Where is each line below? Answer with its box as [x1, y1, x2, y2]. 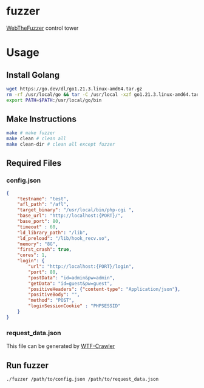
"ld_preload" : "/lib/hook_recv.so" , [17, 235, 110, 241]
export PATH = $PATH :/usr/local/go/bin [6, 97, 102, 103]
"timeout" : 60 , [17, 223, 59, 230]
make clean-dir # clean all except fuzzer [6, 141, 115, 148]
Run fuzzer [6, 360, 49, 370]
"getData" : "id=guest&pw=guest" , [28, 281, 113, 287]
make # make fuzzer [6, 130, 56, 136]
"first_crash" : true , [17, 247, 72, 253]
